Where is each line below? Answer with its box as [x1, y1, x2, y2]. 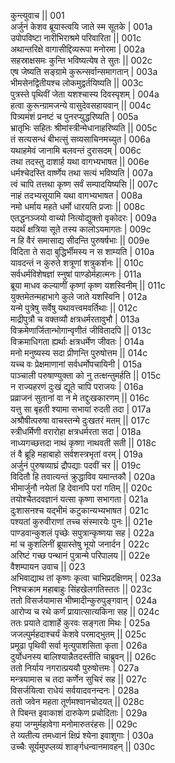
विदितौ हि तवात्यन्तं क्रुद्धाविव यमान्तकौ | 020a [10, 471, 156, 482]
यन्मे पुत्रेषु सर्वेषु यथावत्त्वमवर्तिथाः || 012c [10, 302, 138, 314]
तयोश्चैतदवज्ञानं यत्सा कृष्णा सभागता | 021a [10, 493, 149, 505]
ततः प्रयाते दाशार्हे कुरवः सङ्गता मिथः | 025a [10, 617, 151, 629]
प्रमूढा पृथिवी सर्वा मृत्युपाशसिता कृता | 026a [10, 640, 148, 651]
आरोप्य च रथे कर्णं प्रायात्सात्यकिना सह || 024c [10, 606, 160, 617]
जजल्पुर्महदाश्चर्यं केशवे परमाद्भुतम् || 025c [10, 628, 147, 640]
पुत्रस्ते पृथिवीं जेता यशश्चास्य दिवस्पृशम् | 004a [10, 88, 160, 100]
